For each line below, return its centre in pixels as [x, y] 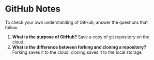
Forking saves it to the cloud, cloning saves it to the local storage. [77, 52]
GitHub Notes [33, 9]
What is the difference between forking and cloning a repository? [79, 47]
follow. [12, 27]
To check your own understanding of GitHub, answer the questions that [76, 22]
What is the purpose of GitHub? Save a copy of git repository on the [81, 37]
